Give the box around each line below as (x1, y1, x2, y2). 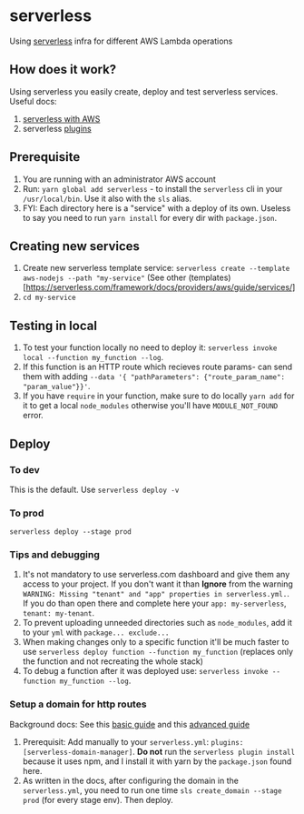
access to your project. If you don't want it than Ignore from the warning (22, 578, 293, 589)
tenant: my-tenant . (22, 608, 95, 618)
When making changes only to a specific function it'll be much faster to (22, 637, 289, 648)
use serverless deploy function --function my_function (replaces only (22, 647, 293, 658)
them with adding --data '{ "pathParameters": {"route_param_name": (22, 371, 286, 382)
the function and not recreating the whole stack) (22, 656, 204, 667)
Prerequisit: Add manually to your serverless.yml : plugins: (22, 736, 244, 747)
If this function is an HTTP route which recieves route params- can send (22, 361, 293, 373)
